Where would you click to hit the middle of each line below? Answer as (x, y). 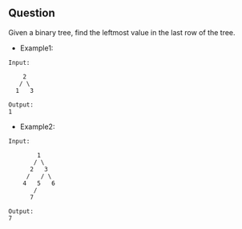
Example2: (37, 127)
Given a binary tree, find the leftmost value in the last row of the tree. (122, 32)
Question (32, 13)
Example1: (36, 48)
